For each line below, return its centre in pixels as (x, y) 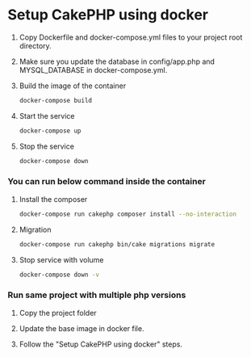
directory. (35, 45)
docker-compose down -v (59, 275)
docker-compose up (50, 131)
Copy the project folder (58, 313)
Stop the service (46, 146)
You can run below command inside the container (107, 182)
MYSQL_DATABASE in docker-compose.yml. (93, 69)
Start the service (47, 115)
